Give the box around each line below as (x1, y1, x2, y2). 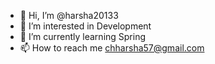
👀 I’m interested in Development (19, 20, 152, 32)
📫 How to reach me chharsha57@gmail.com (19, 42, 205, 54)
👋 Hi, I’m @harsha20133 (19, 10, 119, 21)
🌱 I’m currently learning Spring (19, 31, 147, 42)
